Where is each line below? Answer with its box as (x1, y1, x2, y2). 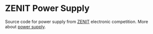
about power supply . (5, 23, 46, 29)
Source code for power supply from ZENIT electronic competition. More (5, 19, 149, 24)
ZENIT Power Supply (5, 3, 90, 14)
